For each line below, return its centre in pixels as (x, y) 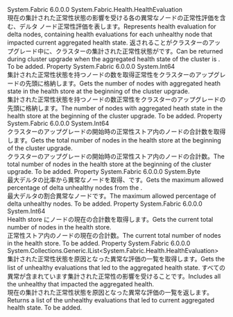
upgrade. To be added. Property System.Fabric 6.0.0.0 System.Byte (104, 171)
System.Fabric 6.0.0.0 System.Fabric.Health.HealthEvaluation (95, 9)
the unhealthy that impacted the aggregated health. (81, 284)
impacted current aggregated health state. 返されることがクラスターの (108, 42)
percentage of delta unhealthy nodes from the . (75, 188)
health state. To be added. (45, 308)
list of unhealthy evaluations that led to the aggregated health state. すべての (116, 268)
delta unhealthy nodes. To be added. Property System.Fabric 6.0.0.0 (105, 204)
